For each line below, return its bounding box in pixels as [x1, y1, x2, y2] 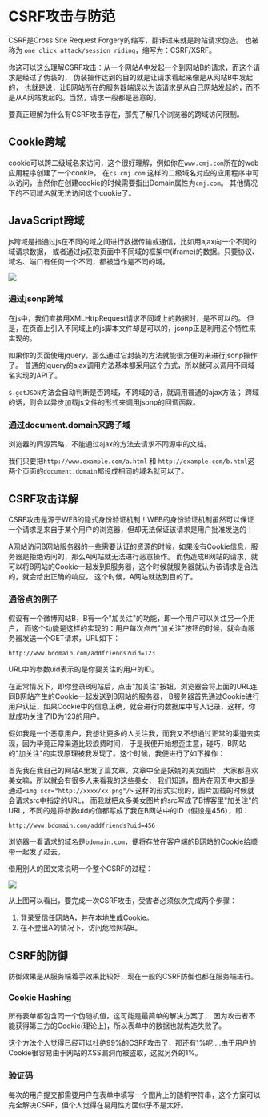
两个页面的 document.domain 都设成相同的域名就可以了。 [8, 466, 189, 476]
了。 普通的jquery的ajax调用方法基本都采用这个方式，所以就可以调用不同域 [8, 360, 255, 369]
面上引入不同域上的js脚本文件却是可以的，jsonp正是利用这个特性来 [35, 323, 256, 333]
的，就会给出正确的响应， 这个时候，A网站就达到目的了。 [8, 571, 198, 581]
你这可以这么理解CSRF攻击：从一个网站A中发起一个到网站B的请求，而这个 [8, 62, 254, 72]
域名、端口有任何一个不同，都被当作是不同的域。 [8, 256, 170, 266]
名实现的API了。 [8, 370, 62, 380]
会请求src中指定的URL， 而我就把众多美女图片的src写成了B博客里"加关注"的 [8, 796, 259, 805]
